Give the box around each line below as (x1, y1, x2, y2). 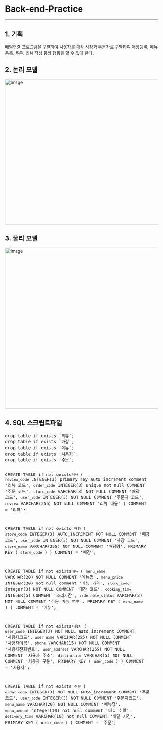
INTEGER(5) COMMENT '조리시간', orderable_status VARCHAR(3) (5, 593, 143, 598)
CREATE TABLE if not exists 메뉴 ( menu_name (5, 568, 106, 574)
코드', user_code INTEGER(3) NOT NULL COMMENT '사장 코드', (5, 538, 141, 543)
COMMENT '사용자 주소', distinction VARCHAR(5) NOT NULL (5, 653, 133, 658)
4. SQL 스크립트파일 (5, 419, 62, 427)
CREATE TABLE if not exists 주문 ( (5, 684, 86, 689)
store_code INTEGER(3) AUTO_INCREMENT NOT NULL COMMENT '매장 (5, 531, 150, 537)
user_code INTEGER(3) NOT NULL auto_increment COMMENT (5, 629, 135, 634)
